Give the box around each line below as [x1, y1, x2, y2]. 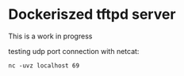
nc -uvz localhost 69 [8, 61, 80, 70]
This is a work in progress [8, 31, 93, 41]
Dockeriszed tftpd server [8, 5, 176, 24]
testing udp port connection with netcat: [8, 46, 140, 56]
